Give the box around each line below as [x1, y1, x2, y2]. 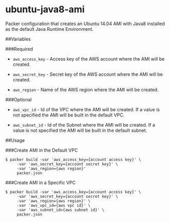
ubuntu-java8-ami [5, 4, 85, 15]
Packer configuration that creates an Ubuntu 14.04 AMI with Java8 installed [5, 21, 165, 27]
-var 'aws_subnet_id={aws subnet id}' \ [16, 207, 104, 212]
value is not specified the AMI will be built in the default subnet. [12, 127, 147, 133]
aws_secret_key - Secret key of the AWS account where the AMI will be [12, 71, 163, 77]
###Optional [5, 96, 32, 103]
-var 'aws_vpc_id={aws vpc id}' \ [16, 203, 91, 208]
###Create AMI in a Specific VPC [5, 179, 76, 186]
